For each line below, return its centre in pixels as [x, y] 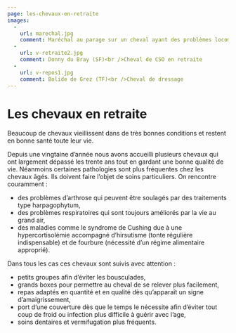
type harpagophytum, [49, 205]
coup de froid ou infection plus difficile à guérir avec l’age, [101, 315]
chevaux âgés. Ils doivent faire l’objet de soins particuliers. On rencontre [112, 177]
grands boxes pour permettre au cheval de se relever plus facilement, [118, 285]
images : [19, 20]
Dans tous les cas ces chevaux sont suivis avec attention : [91, 263]
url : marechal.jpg [47, 33]
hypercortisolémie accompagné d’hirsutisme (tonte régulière [105, 235]
